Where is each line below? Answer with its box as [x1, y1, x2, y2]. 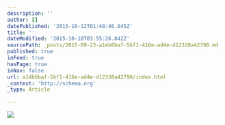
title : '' [7, 29, 36, 36]
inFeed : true [7, 55, 44, 61]
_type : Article [7, 86, 51, 93]
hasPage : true [7, 61, 48, 68]
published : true [7, 48, 53, 55]
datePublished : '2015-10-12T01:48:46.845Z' [7, 23, 133, 29]
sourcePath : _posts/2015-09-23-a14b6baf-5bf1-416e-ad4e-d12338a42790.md [7, 42, 219, 48]
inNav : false [7, 67, 44, 74]
